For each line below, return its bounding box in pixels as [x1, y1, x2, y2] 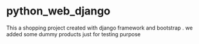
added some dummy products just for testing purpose [6, 30, 141, 37]
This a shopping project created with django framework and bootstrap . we [6, 24, 193, 31]
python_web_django [6, 4, 111, 18]
